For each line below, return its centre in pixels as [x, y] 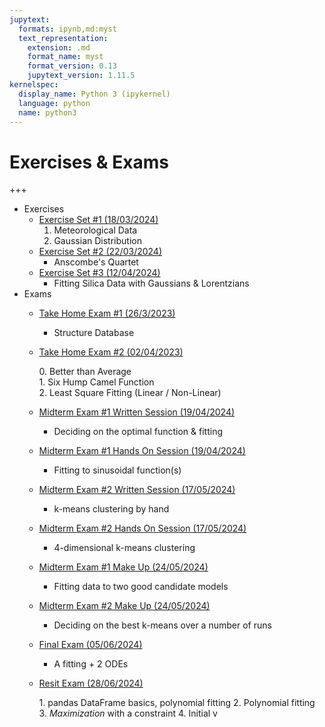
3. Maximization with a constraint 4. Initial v [128, 713]
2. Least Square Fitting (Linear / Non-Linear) [130, 393]
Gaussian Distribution [97, 241]
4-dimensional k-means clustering [124, 548]
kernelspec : [34, 85]
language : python [54, 103]
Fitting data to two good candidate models [141, 587]
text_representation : [63, 38]
